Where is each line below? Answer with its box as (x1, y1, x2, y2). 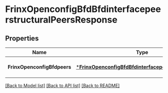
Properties (5, 34, 39, 42)
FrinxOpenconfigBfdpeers (7, 63, 71, 70)
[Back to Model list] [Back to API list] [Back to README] (5, 82, 120, 88)
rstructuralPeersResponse (5, 14, 117, 25)
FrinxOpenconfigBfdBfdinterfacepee (5, 3, 161, 15)
